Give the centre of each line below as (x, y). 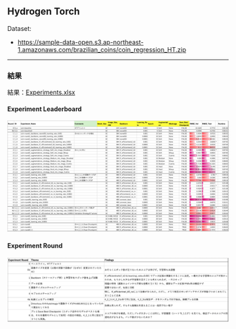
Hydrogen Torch (44, 12)
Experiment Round (35, 245)
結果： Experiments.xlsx (41, 92)
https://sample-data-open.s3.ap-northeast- (80, 42)
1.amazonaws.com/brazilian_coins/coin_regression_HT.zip (102, 49)
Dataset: (19, 28)
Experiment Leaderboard (45, 109)
